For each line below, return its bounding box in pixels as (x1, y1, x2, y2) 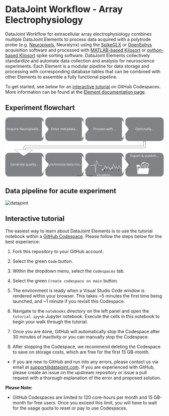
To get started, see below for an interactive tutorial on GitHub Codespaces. (5, 83, 161, 89)
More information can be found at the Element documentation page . (5, 89, 146, 95)
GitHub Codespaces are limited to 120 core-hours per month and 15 (12, 394, 153, 400)
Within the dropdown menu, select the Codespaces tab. (12, 268, 125, 274)
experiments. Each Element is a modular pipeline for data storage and (5, 63, 149, 69)
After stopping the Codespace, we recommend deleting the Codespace (12, 343, 161, 349)
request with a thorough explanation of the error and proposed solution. (12, 375, 161, 381)
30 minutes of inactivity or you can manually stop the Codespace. (12, 334, 149, 340)
